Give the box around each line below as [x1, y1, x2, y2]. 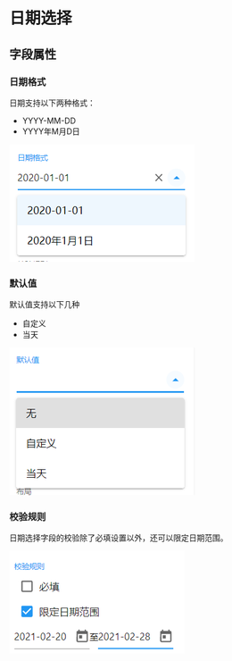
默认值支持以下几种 [9, 299, 80, 310]
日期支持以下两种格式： [9, 97, 95, 108]
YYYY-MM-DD [21, 115, 77, 126]
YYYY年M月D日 [21, 126, 80, 137]
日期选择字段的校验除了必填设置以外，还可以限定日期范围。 [9, 532, 228, 543]
